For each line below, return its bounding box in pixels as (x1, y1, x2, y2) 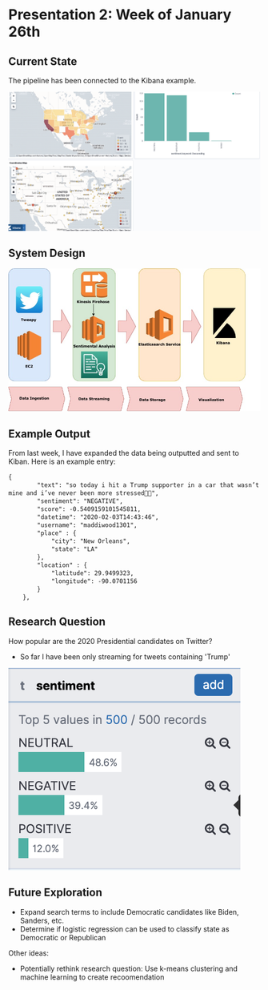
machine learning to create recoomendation (19, 972, 165, 982)
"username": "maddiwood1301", (37, 521, 138, 529)
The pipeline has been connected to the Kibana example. (8, 76, 197, 85)
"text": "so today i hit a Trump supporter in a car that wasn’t (37, 481, 260, 489)
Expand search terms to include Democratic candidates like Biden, (19, 907, 239, 916)
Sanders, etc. (19, 916, 64, 925)
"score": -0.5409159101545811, (37, 505, 142, 513)
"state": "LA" (50, 545, 98, 553)
